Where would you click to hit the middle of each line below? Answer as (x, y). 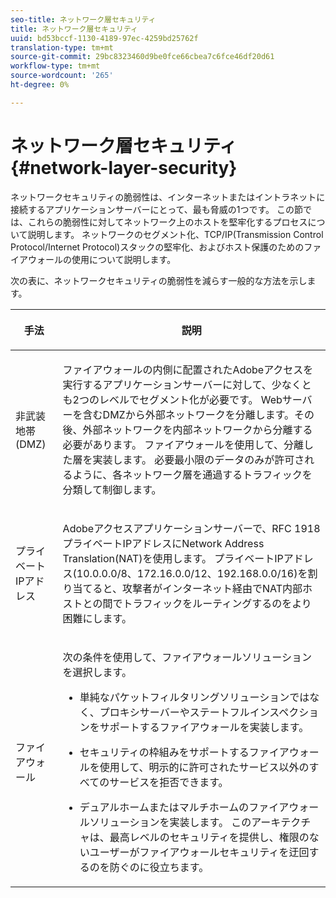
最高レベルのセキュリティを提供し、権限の (209, 837)
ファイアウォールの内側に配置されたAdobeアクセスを (188, 369)
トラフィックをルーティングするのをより (217, 603)
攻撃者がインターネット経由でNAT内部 (212, 588)
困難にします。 (97, 618)
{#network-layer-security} (124, 167)
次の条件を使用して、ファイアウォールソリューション (187, 657)
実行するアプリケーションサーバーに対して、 (167, 384)
